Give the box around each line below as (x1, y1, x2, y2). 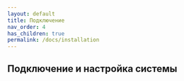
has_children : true (7, 30, 65, 37)
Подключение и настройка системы (7, 63, 178, 75)
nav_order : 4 (7, 23, 46, 30)
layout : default (7, 10, 55, 18)
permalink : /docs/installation (7, 37, 100, 44)
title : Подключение (7, 17, 65, 24)
